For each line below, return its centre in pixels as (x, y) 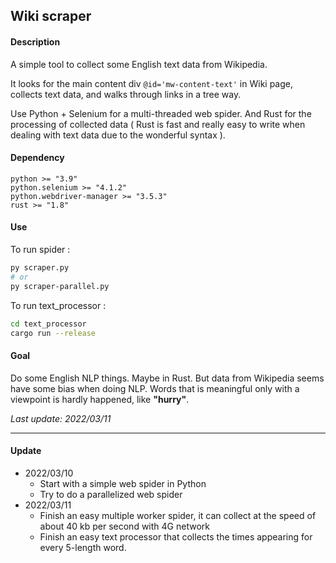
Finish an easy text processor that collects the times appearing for (176, 536)
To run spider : (40, 249)
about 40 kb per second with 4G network (124, 526)
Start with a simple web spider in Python (123, 483)
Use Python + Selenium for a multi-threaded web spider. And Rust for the (161, 113)
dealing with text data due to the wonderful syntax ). (118, 135)
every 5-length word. (83, 547)
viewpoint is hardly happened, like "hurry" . (100, 399)
